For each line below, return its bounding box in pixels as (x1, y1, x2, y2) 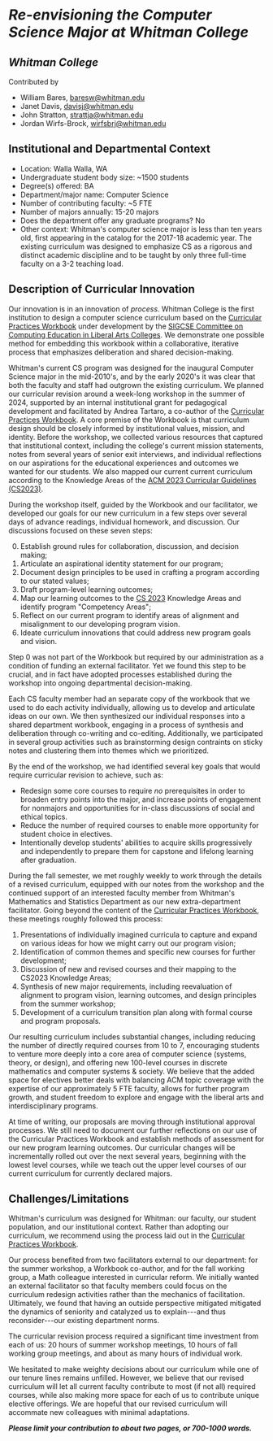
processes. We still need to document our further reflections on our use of (8, 1125, 258, 1135)
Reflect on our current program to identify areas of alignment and (19, 610, 240, 620)
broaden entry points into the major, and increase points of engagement (19, 795, 262, 804)
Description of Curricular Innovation (8, 282, 195, 296)
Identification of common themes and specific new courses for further (19, 947, 256, 956)
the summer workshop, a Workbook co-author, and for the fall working (8, 1264, 245, 1273)
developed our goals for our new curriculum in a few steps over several (8, 508, 248, 518)
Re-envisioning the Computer (8, 6, 213, 24)
